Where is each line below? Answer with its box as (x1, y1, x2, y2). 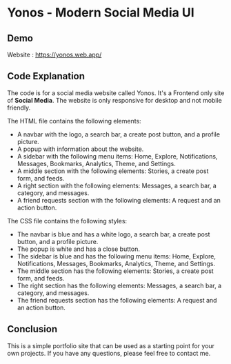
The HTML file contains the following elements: (7, 117, 141, 125)
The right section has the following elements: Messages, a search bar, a (17, 281, 222, 290)
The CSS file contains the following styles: (7, 216, 128, 225)
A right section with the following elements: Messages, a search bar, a (17, 181, 217, 190)
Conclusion (7, 323, 58, 335)
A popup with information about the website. (17, 145, 144, 153)
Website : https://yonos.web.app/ (7, 50, 102, 59)
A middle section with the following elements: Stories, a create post (17, 167, 209, 175)
